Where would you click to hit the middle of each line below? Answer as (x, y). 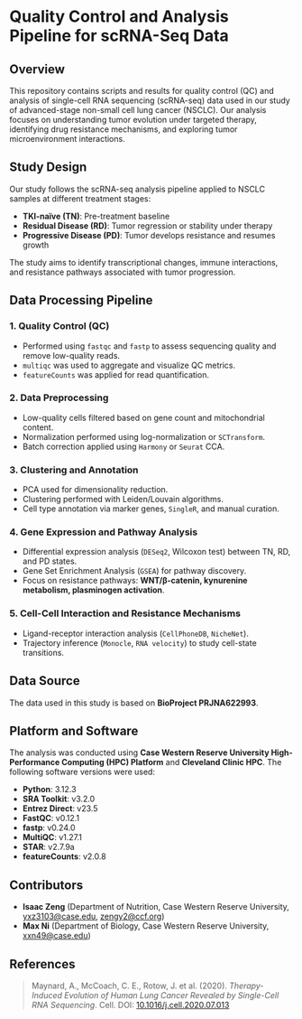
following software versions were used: (82, 772)
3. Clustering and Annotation (74, 470)
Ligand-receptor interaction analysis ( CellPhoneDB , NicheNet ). (136, 633)
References (42, 964)
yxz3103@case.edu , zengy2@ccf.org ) (93, 916)
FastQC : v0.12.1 (50, 818)
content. (38, 427)
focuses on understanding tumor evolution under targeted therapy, (133, 120)
